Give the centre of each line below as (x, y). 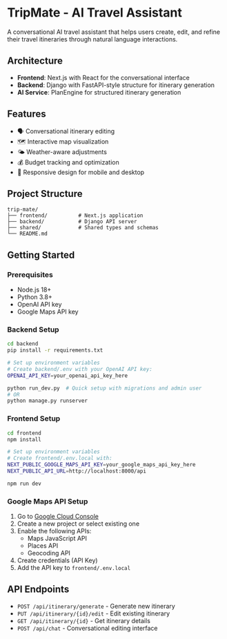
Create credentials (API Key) (57, 560)
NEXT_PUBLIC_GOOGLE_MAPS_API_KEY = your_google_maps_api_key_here (101, 465)
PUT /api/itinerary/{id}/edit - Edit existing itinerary (93, 613)
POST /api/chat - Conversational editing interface (87, 628)
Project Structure (45, 194)
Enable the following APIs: (54, 531)
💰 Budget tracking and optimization (68, 162)
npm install (24, 439)
